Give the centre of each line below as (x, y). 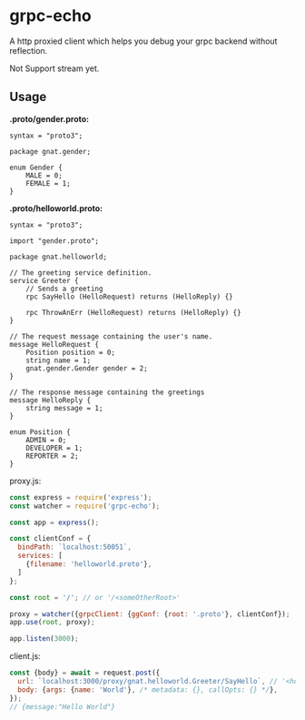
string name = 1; (59, 360)
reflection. (29, 50)
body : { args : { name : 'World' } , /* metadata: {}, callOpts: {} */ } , (148, 690)
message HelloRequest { (54, 344)
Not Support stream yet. (54, 68)
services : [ (40, 556)
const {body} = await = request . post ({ (85, 673)
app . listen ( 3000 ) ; (44, 639)
